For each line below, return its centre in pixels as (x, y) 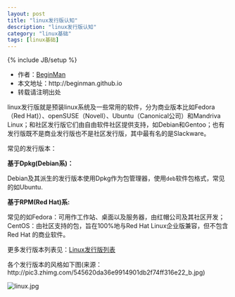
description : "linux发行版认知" (52, 27)
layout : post (26, 14)
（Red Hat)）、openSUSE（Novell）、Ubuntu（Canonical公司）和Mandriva (114, 116)
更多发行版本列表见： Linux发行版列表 (62, 250)
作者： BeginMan (42, 75)
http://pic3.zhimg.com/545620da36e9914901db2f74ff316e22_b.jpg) (106, 272)
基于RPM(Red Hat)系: (39, 202)
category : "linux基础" (39, 33)
